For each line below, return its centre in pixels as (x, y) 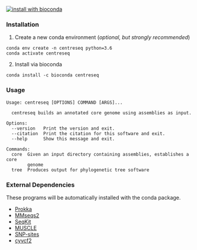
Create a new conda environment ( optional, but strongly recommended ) (102, 37)
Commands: (18, 149)
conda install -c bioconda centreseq (53, 75)
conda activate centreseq (38, 53)
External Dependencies (41, 185)
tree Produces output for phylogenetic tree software (80, 170)
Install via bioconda (38, 65)
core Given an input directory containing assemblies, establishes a (100, 154)
